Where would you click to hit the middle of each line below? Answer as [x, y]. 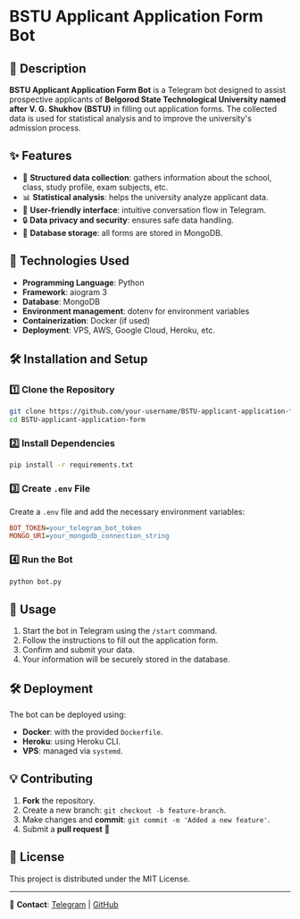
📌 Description [48, 68]
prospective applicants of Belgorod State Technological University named [148, 99]
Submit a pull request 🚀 [66, 829]
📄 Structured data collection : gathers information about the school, [147, 177]
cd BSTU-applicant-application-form [77, 420]
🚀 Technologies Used [69, 261]
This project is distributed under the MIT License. [100, 879]
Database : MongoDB [61, 301]
